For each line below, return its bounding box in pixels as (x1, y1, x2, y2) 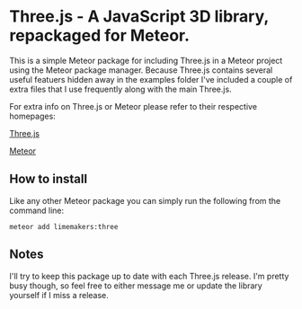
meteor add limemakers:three (9, 222, 119, 231)
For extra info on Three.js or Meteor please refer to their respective (9, 101, 258, 111)
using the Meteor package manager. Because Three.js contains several (9, 65, 273, 75)
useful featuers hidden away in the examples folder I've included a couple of (9, 74, 293, 84)
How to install (9, 172, 88, 187)
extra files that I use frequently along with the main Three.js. (9, 84, 232, 94)
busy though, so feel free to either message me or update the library (9, 280, 262, 291)
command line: (9, 205, 65, 216)
